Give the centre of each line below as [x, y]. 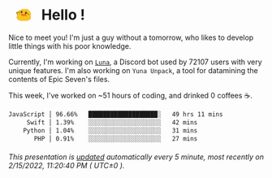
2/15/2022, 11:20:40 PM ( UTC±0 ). [67, 165]
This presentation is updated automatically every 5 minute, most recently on [136, 157]
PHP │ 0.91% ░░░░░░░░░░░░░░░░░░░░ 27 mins [116, 139]
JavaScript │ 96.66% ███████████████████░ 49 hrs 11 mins [116, 115]
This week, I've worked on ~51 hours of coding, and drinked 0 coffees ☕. [131, 96]
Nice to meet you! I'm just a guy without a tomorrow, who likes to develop [131, 37]
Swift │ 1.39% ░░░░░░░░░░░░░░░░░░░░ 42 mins [112, 123]
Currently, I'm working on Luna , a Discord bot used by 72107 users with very [135, 62]
